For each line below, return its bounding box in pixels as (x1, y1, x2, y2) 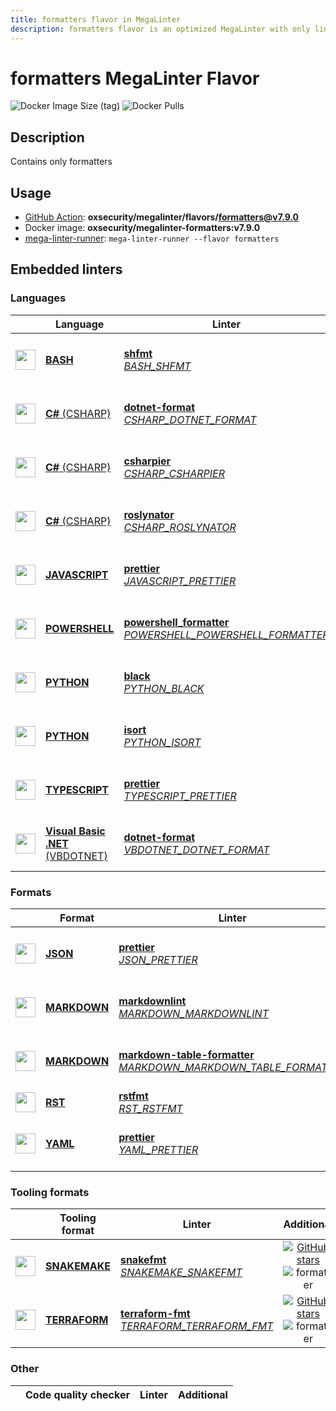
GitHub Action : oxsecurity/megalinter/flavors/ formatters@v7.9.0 (24, 211, 300, 223)
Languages (10, 291, 67, 305)
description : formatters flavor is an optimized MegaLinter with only (10, 24, 311, 34)
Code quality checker (25, 1387, 130, 1401)
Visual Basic (45, 824, 106, 838)
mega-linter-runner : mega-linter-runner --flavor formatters (24, 232, 280, 245)
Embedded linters (10, 261, 123, 278)
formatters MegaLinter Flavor (10, 67, 260, 90)
